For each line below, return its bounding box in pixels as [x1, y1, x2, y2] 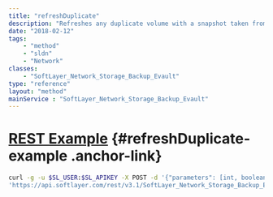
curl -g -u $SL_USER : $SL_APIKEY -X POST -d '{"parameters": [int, [8, 173, 238, 182]
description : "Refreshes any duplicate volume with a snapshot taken [8, 19, 249, 28]
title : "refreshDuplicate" [8, 11, 100, 20]
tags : [8, 34, 27, 43]
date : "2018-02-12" [8, 27, 75, 35]
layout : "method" [8, 87, 67, 96]
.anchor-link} [70, 147, 162, 165]
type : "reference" [8, 79, 71, 88]
